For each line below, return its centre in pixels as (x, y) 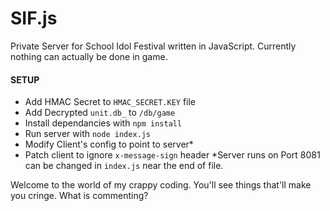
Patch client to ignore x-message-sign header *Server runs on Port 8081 (172, 155)
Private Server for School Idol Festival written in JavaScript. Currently (153, 46)
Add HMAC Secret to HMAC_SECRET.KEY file (110, 102)
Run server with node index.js (88, 134)
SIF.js (34, 18)
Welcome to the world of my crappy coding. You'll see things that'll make (161, 185)
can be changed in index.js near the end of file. (124, 166)
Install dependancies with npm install (103, 123)
